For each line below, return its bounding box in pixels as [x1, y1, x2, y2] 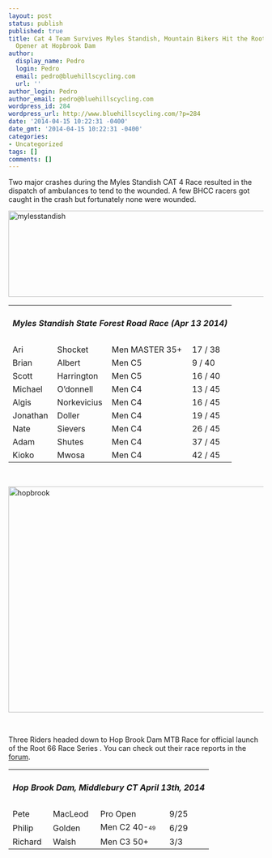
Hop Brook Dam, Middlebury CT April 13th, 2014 [12, 782, 205, 793]
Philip [12, 822, 34, 834]
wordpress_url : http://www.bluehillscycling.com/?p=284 [8, 110, 201, 118]
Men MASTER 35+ [112, 344, 182, 355]
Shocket [57, 344, 89, 355]
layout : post [8, 11, 53, 20]
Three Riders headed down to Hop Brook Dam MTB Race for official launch [8, 735, 259, 744]
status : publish [8, 19, 63, 28]
